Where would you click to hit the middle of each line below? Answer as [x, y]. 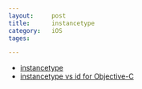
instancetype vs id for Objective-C [77, 76]
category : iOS [35, 30]
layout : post [37, 16]
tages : [19, 38]
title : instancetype [51, 23]
